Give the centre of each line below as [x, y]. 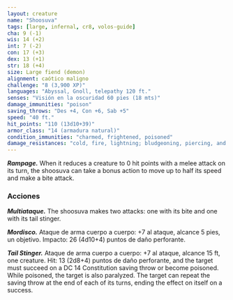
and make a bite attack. [41, 178]
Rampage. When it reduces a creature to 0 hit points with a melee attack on [116, 163]
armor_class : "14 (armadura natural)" [63, 130]
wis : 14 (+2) [26, 40]
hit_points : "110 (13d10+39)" [51, 124]
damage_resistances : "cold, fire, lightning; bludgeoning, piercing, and [117, 144]
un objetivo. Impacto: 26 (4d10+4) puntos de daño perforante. [97, 240]
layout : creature [32, 14]
